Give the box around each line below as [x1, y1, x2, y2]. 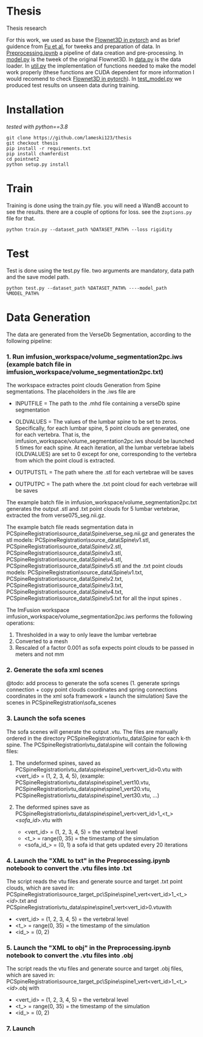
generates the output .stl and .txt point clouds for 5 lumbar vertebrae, [6, 505, 181, 512]
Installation [6, 103, 64, 117]
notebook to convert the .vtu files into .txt [6, 863, 132, 872]
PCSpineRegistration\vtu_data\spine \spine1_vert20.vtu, [15, 785, 152, 792]
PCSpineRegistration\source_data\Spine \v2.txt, [6, 575, 123, 582]
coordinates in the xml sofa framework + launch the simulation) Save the [6, 692, 188, 700]
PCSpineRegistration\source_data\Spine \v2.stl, [6, 543, 123, 550]
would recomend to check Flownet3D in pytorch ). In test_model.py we [6, 75, 182, 82]
